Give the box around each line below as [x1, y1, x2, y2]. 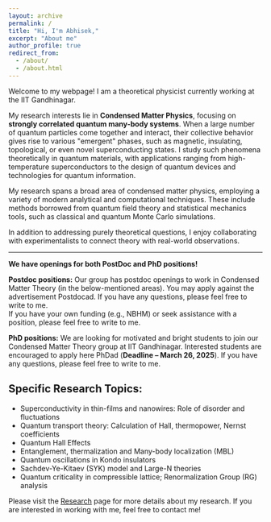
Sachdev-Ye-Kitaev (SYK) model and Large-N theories [19, 463, 202, 473]
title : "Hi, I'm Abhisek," [8, 27, 99, 35]
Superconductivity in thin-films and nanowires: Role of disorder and [19, 404, 245, 413]
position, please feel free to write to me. [8, 317, 141, 327]
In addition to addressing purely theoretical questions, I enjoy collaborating [8, 227, 256, 237]
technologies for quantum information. [8, 170, 136, 180]
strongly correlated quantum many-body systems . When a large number [8, 118, 256, 129]
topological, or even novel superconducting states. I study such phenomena [8, 144, 261, 154]
